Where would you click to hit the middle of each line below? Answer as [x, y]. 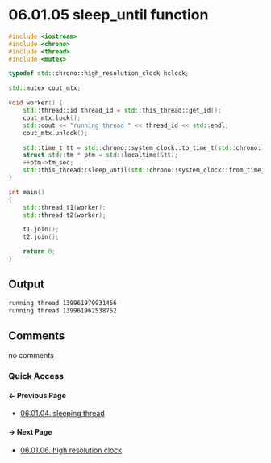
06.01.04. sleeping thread [62, 414]
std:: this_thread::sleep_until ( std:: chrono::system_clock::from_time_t [146, 170]
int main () [27, 192]
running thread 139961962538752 [63, 310]
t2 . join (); [41, 237]
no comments [31, 355]
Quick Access [36, 376]
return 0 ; [40, 252]
